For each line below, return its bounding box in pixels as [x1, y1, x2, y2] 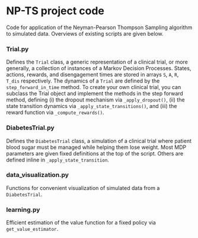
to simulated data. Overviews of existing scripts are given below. [6, 30, 164, 37]
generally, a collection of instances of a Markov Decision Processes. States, [6, 65, 191, 72]
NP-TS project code [6, 4, 105, 18]
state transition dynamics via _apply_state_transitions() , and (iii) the [6, 103, 177, 110]
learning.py [6, 205, 40, 214]
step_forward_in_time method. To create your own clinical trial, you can [6, 84, 181, 91]
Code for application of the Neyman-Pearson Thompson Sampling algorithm [6, 24, 193, 31]
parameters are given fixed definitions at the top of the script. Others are [6, 150, 184, 157]
